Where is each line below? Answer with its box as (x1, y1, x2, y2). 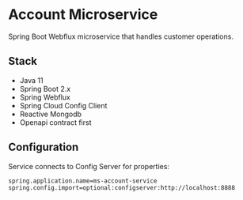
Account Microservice (8, 6, 158, 24)
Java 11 (19, 75, 44, 85)
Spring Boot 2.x (19, 84, 71, 93)
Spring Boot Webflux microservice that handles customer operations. (8, 32, 234, 41)
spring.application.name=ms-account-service (8, 176, 158, 185)
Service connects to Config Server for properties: (8, 161, 170, 171)
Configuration (8, 141, 79, 154)
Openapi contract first (19, 117, 92, 127)
